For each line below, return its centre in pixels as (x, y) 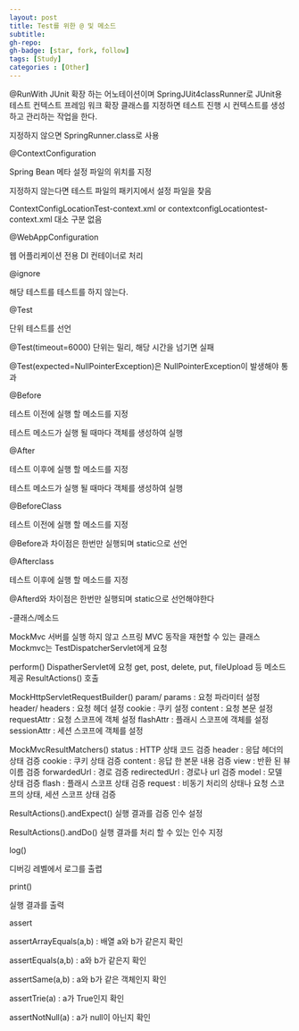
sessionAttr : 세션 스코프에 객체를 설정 (76, 731)
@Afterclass (32, 561)
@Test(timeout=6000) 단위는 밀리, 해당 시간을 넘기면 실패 (112, 347)
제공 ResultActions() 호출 (54, 678)
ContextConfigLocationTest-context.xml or (88, 208)
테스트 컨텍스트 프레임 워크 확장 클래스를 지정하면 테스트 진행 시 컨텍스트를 (139, 105)
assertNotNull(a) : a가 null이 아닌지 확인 (80, 1017)
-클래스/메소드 (34, 617)
